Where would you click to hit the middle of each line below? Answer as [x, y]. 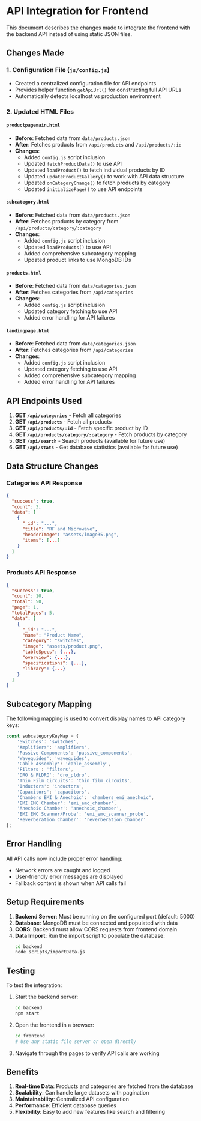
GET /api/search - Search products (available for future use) [90, 441]
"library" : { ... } [44, 669]
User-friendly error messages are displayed [69, 876]
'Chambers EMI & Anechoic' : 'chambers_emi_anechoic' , [85, 797]
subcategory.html [28, 202]
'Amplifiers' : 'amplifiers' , [53, 747]
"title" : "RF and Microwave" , [60, 529]
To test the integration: [34, 985]
